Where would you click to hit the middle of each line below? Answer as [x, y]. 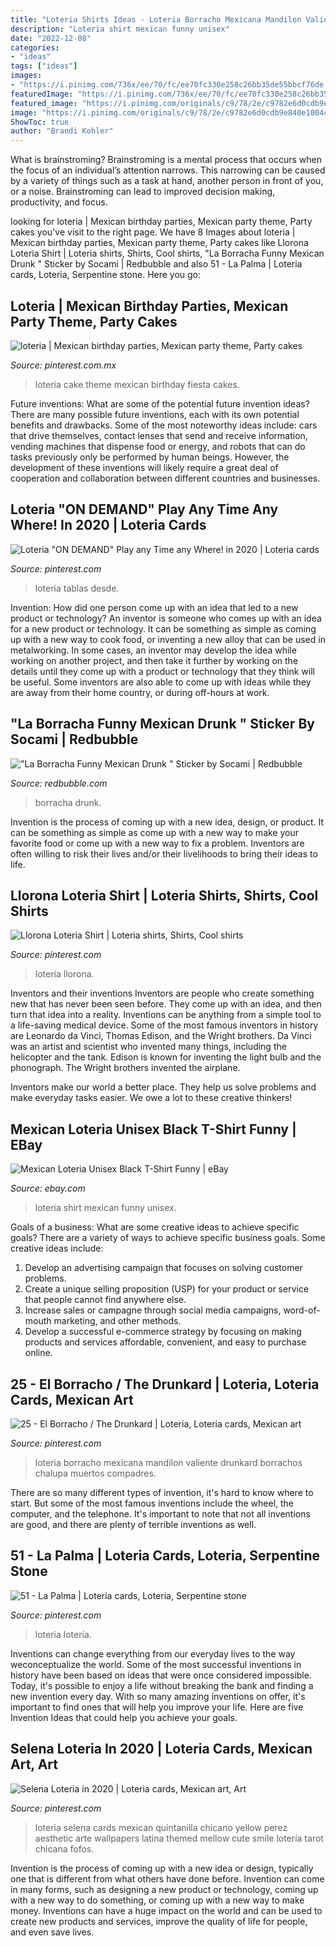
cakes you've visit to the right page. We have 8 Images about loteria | [153, 232]
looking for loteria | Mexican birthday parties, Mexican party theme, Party [161, 222]
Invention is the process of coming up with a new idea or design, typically [162, 1868]
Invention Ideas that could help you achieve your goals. [124, 1717]
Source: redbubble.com [59, 783]
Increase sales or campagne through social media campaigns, [153, 1310]
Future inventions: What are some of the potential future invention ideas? [160, 403]
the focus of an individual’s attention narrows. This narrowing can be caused [168, 170]
